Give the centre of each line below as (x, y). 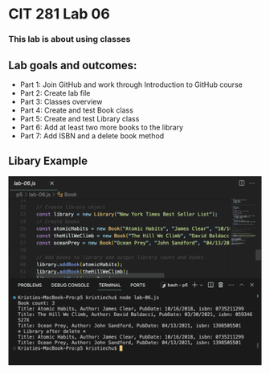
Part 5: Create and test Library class (80, 118)
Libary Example (48, 161)
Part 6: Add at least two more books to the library (101, 127)
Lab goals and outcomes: (73, 65)
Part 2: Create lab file (55, 92)
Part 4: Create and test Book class (77, 110)
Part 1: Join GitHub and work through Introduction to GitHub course (131, 84)
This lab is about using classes (70, 39)
